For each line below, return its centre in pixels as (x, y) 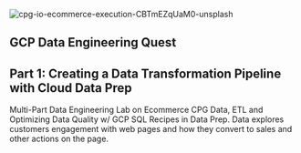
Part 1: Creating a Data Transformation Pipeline (145, 73)
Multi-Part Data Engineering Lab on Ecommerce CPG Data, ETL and (136, 110)
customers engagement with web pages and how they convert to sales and (151, 129)
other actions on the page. (59, 139)
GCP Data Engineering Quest (93, 42)
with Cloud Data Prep (71, 88)
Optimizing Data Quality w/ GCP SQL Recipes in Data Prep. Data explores (147, 119)
